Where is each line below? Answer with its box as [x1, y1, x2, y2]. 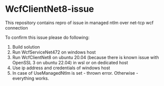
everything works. [12, 75, 49, 81]
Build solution [12, 44, 40, 50]
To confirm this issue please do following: [5, 34, 90, 40]
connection [5, 25, 28, 30]
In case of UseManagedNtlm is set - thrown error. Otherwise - [12, 70, 138, 76]
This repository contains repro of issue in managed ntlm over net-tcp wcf [5, 20, 154, 26]
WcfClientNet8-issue [5, 3, 95, 15]
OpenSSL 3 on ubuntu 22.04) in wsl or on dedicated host [12, 59, 128, 65]
